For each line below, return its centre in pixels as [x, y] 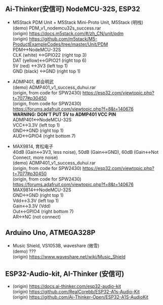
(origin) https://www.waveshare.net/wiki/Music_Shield [69, 257]
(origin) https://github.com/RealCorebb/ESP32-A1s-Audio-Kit [76, 292]
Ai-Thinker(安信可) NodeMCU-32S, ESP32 [73, 9]
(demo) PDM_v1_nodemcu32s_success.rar [57, 28]
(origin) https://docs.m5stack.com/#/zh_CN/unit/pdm [68, 33]
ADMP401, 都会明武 [33, 81]
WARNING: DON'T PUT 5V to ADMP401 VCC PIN [64, 114]
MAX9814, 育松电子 [33, 146]
